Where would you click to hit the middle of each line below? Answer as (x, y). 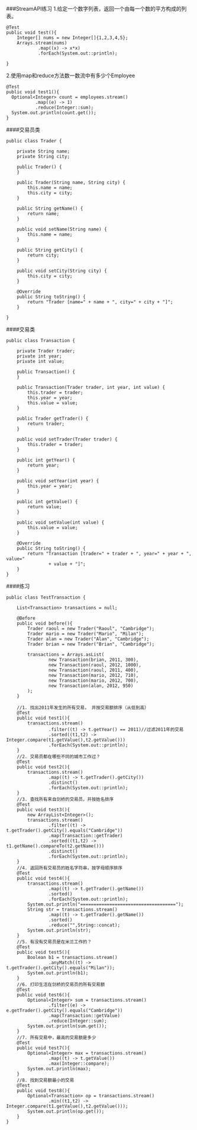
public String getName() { (50, 208)
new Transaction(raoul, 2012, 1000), (95, 665)
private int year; (39, 356)
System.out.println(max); (59, 1069)
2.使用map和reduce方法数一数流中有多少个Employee (71, 75)
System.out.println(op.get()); (66, 1112)
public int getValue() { (47, 502)
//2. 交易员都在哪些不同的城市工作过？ (59, 757)
